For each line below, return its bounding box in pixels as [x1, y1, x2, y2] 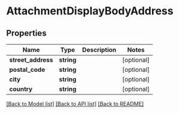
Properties [6, 28, 47, 38]
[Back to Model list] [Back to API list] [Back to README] [6, 100, 144, 107]
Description [82, 46, 117, 54]
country [9, 85, 33, 93]
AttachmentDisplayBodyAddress [6, 4, 174, 18]
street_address [9, 56, 53, 64]
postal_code [9, 66, 46, 74]
